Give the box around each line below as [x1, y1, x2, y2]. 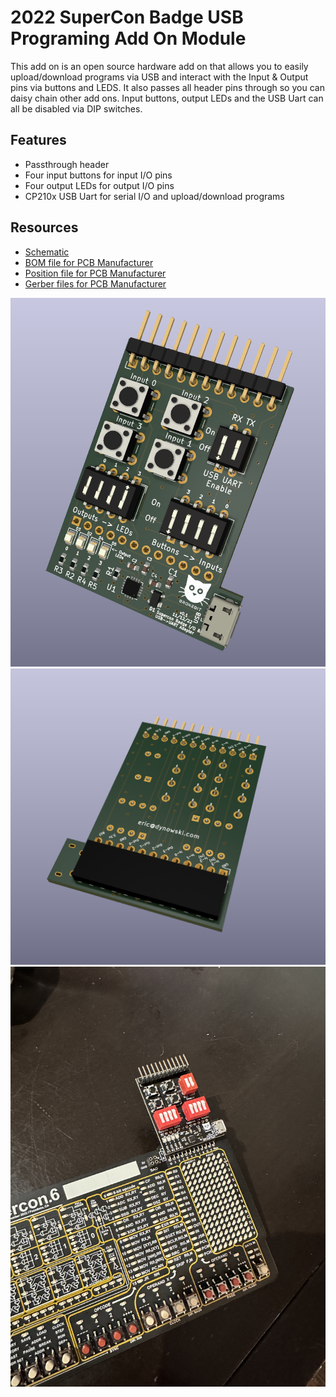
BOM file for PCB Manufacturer [24, 256, 154, 268]
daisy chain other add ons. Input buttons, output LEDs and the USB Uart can [10, 92, 324, 104]
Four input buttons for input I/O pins [24, 169, 173, 181]
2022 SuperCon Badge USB [10, 6, 244, 29]
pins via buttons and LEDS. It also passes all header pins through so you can [10, 81, 325, 93]
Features [10, 132, 67, 149]
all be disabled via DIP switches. [10, 102, 143, 115]
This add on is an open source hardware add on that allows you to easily [10, 60, 309, 72]
